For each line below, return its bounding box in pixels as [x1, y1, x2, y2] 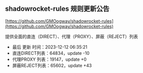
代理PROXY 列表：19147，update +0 [12, 56, 87, 62]
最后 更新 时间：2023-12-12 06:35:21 [12, 44, 88, 50]
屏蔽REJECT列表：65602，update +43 [12, 62, 92, 68]
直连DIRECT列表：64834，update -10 [12, 50, 90, 56]
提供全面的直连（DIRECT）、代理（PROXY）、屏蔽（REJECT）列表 [5, 34, 138, 39]
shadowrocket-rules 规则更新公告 [5, 4, 109, 13]
